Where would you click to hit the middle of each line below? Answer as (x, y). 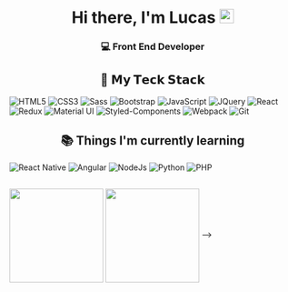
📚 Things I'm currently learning (153, 141)
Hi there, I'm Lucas (144, 18)
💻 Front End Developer (153, 46)
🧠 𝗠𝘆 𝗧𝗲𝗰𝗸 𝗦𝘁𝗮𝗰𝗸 (153, 80)
